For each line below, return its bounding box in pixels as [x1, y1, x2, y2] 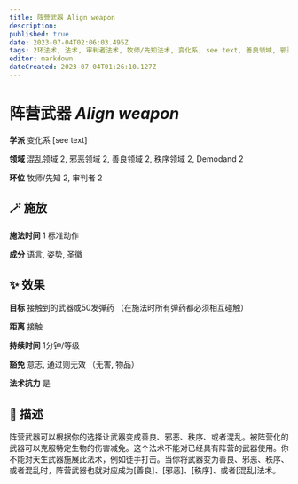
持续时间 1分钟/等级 [9, 340, 80, 351]
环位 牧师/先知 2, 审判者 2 [9, 172, 103, 183]
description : [9, 21, 58, 30]
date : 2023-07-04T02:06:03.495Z [9, 37, 129, 47]
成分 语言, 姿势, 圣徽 [9, 249, 82, 259]
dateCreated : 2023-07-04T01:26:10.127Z [9, 63, 157, 72]
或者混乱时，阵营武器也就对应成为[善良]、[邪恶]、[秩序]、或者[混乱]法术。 [9, 465, 281, 476]
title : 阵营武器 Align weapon [9, 12, 115, 22]
